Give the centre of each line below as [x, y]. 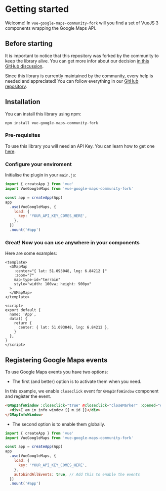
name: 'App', [23, 315]
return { [23, 323]
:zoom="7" [24, 275]
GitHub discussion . [24, 66]
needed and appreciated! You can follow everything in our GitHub [72, 81]
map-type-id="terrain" [37, 280]
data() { [19, 319]
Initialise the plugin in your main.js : [41, 175]
